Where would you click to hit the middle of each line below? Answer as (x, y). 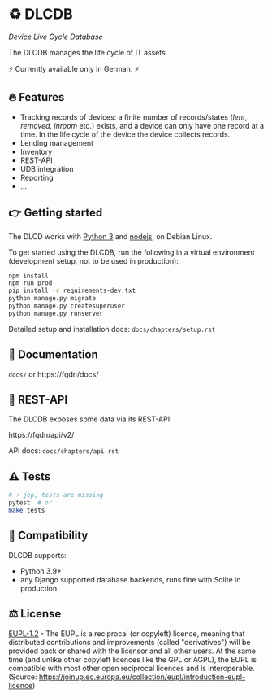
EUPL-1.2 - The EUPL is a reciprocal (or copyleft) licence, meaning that (127, 633)
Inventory (36, 151)
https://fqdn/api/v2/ (41, 435)
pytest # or (30, 503)
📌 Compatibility (48, 536)
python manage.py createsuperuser (67, 306)
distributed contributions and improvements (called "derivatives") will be (130, 642)
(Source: (23, 677)
